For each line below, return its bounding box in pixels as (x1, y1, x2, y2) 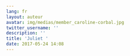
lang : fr (6, 8, 28, 15)
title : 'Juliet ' (6, 36, 49, 41)
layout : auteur (6, 14, 43, 20)
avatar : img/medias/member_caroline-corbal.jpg (6, 19, 125, 25)
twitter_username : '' (6, 24, 59, 31)
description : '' (6, 30, 46, 36)
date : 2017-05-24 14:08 (6, 41, 64, 47)
